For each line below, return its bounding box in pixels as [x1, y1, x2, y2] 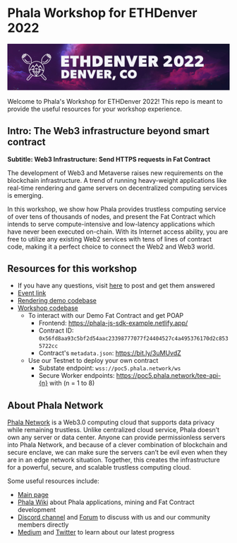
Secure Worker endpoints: [38, 371, 115, 380]
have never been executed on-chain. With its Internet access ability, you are [7, 227, 229, 236]
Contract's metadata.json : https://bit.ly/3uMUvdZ [38, 349, 181, 357]
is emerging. [7, 191, 44, 199]
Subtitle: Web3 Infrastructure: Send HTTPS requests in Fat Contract [7, 155, 211, 163]
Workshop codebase [17, 304, 79, 312]
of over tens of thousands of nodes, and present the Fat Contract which [7, 212, 217, 220]
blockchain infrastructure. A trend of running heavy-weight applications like [7, 176, 227, 184]
